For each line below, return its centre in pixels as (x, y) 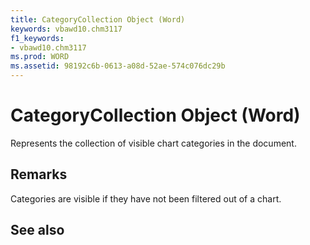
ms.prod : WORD (40, 57)
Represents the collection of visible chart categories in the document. (153, 143)
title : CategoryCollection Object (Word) (98, 19)
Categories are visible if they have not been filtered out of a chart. (146, 198)
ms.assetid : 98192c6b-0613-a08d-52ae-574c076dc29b (118, 66)
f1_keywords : (37, 38)
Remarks (39, 174)
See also (37, 230)
